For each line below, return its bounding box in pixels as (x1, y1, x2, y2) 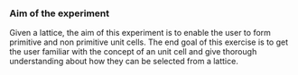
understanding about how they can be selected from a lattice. (9, 56, 239, 67)
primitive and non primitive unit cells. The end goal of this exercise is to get (9, 37, 289, 47)
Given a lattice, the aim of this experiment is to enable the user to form (9, 28, 271, 38)
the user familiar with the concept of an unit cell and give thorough (9, 46, 257, 57)
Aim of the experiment (9, 7, 110, 20)
